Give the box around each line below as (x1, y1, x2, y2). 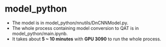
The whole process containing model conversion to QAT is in (12, 25, 139, 31)
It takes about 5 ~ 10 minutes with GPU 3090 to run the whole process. (12, 36, 161, 42)
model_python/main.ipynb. (12, 30, 68, 36)
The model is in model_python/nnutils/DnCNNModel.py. (12, 20, 129, 26)
